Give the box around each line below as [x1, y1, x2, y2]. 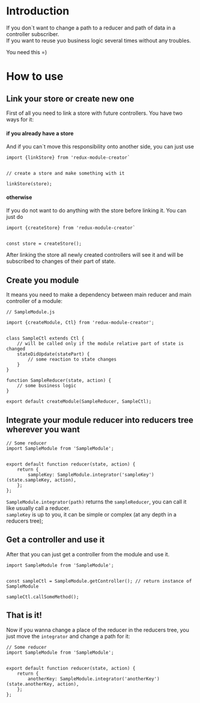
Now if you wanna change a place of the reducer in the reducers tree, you [6, 626, 189, 633]
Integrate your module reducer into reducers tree [6, 415, 194, 425]
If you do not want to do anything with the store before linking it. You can [6, 207, 187, 214]
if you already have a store [6, 129, 74, 137]
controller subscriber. [6, 30, 59, 37]
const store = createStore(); [6, 241, 82, 247]
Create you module [6, 275, 79, 285]
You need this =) [6, 48, 47, 55]
